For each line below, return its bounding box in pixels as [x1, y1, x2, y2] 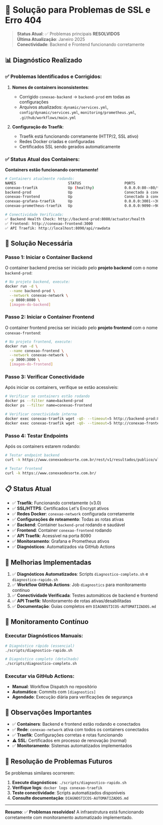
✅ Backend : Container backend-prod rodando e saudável [12, 522, 125, 528]
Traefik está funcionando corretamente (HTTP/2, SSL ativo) [19, 133, 139, 139]
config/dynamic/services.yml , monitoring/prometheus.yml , [19, 109, 136, 115]
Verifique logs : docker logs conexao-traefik [12, 785, 103, 790]
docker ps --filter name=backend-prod [5, 399, 83, 403]
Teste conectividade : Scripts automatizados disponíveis [12, 790, 125, 796]
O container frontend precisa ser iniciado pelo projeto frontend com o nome [5, 325, 158, 330]
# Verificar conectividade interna [5, 411, 77, 417]
